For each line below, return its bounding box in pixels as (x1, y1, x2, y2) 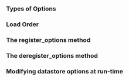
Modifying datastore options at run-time (6, 67, 123, 75)
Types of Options (6, 5, 56, 13)
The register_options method (6, 36, 91, 44)
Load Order (6, 20, 39, 28)
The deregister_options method (6, 51, 99, 59)
